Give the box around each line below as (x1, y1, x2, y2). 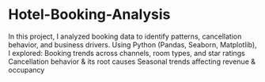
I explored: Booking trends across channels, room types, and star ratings (8, 48, 245, 58)
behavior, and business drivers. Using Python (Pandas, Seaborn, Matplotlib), (8, 39, 257, 49)
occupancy (8, 65, 45, 74)
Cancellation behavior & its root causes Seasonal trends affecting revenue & (8, 57, 256, 66)
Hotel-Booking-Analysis (8, 6, 171, 24)
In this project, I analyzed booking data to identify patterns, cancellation (8, 32, 242, 41)
